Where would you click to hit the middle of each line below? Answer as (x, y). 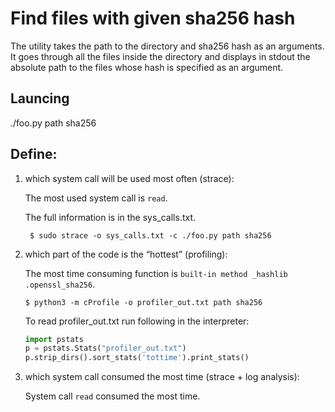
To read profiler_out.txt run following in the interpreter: (137, 321)
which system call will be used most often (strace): (129, 178)
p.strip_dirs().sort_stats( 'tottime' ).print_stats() (137, 358)
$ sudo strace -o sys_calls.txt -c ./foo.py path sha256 (150, 235)
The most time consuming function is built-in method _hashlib (156, 273)
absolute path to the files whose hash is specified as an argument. (147, 67)
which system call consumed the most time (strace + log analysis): (162, 377)
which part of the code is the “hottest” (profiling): (126, 254)
